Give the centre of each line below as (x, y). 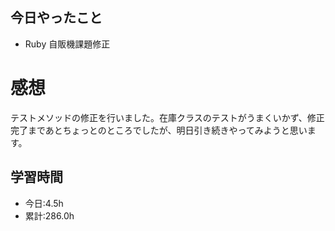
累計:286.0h (49, 215)
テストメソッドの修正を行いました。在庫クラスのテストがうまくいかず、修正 (167, 117)
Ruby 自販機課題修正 (67, 44)
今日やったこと (56, 18)
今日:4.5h (44, 203)
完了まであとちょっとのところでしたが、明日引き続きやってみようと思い (159, 130)
